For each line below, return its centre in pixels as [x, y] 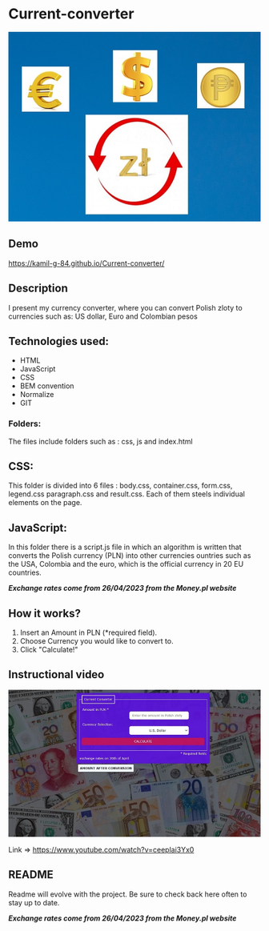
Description [38, 289]
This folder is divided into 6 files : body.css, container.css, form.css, [120, 486]
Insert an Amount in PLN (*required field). [88, 632]
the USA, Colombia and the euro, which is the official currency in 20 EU [126, 564]
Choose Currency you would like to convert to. [96, 641]
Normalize [37, 395]
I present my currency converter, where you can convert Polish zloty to [125, 307]
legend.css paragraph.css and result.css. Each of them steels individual [127, 494]
